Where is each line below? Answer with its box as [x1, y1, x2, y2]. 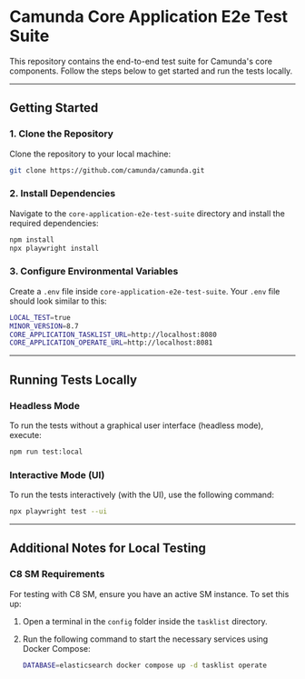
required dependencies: [9, 217, 99, 228]
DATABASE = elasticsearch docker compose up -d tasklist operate [22, 661, 268, 670]
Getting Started [9, 100, 99, 115]
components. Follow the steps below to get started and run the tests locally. [9, 65, 293, 76]
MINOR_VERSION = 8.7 [9, 321, 79, 331]
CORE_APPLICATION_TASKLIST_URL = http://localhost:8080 [9, 330, 218, 339]
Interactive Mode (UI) [9, 468, 105, 481]
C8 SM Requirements [9, 568, 105, 581]
